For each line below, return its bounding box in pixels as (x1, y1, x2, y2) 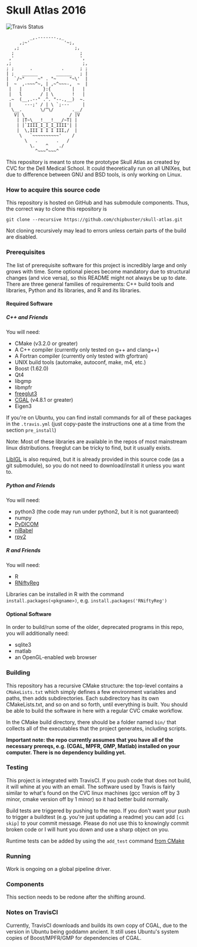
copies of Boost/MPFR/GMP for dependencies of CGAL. (6, 934, 142, 941)
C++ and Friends (6, 313, 48, 320)
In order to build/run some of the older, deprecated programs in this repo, (6, 624, 184, 631)
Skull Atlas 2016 (6, 4, 86, 17)
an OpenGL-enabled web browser (14, 654, 97, 661)
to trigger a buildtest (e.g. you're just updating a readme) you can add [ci (6, 813, 185, 820)
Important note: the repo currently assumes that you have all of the (6, 736, 173, 743)
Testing (6, 764, 28, 772)
